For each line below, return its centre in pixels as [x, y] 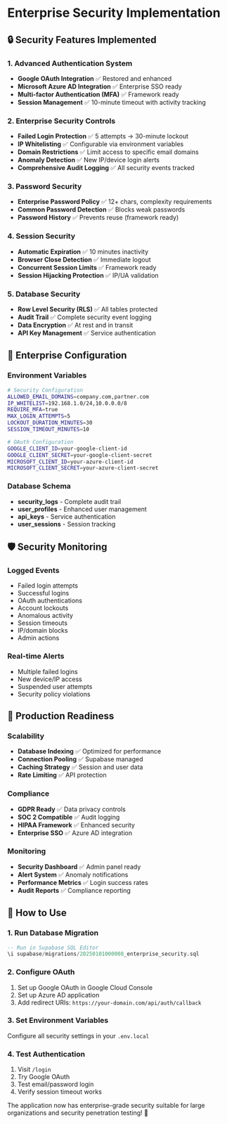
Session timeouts [43, 623]
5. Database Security [44, 294]
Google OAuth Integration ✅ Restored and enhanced [95, 78]
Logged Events [33, 570]
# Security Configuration [45, 390]
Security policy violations [54, 694]
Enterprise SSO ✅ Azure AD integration [75, 833]
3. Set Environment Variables [58, 1021]
